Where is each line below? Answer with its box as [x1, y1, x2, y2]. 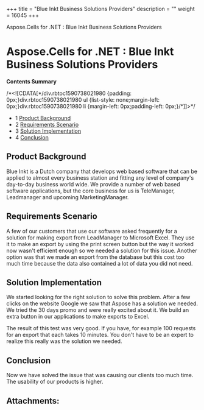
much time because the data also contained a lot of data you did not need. [6, 260, 193, 267]
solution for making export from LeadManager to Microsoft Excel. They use [6, 234, 195, 241]
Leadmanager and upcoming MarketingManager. [6, 193, 129, 200]
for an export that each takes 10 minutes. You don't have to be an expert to [6, 331, 194, 339]
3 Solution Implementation [15, 127, 82, 135]
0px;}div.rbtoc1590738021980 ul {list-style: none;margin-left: [6, 96, 160, 103]
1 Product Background [15, 114, 71, 121]
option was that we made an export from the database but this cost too [6, 253, 185, 261]
